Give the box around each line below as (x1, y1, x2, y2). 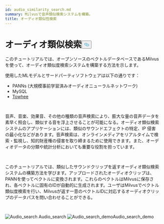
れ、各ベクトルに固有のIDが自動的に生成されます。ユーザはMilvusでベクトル (5, 182, 160, 188)
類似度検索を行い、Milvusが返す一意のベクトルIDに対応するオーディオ (5, 188, 147, 194)
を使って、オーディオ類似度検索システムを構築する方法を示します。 (5, 62, 141, 68)
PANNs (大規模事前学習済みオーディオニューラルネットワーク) (12, 83, 138, 89)
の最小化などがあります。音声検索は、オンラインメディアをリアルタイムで (5, 132, 154, 138)
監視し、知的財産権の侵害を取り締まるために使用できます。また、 (13, 138, 146, 144)
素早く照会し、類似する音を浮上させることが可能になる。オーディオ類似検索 (5, 120, 160, 125)
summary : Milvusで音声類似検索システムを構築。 (5, 12, 93, 17)
